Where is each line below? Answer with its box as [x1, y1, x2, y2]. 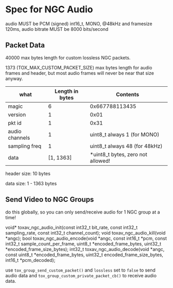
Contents [115, 91, 140, 98]
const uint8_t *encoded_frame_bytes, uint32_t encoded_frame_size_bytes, [5, 252, 164, 258]
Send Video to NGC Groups [5, 195, 94, 204]
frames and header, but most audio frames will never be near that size [5, 70, 154, 76]
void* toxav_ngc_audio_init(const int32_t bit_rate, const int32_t [5, 224, 138, 231]
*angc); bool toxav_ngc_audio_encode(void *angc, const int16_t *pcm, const [5, 235, 167, 241]
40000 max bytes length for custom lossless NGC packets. [5, 54, 131, 61]
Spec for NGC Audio [5, 4, 93, 15]
